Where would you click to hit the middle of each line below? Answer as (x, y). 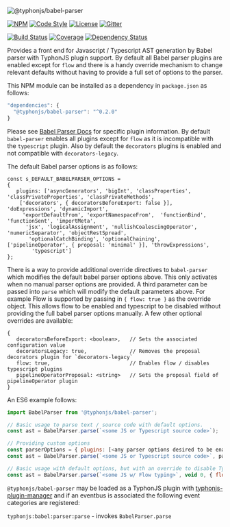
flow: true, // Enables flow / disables (113, 363)
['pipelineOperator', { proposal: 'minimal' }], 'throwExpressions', (108, 245)
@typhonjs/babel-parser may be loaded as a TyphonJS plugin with (101, 488)
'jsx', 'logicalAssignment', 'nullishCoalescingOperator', (111, 227)
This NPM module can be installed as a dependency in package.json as (107, 85)
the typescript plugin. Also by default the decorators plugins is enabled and (114, 146)
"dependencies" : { (33, 106)
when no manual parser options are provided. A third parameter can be (107, 284)
